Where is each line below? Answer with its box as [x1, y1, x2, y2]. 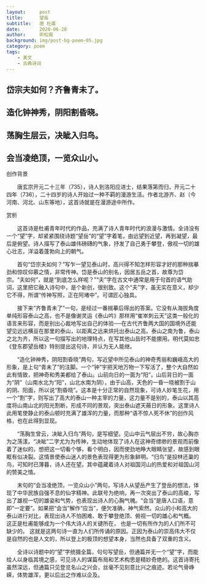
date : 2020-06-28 [6, 26, 67, 33]
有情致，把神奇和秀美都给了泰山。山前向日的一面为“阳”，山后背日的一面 [11, 371, 194, 378]
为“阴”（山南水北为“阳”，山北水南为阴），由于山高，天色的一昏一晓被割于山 [6, 378, 196, 386]
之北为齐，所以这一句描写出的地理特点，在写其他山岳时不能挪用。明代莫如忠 [6, 335, 200, 342]
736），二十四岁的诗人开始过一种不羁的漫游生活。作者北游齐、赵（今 [22, 191, 196, 198]
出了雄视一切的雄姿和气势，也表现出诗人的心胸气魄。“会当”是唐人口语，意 [6, 497, 194, 504]
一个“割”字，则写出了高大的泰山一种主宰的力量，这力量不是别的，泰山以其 [6, 394, 194, 402]
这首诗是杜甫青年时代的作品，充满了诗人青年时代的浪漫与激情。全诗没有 [17, 225, 200, 232]
